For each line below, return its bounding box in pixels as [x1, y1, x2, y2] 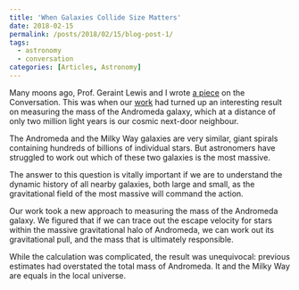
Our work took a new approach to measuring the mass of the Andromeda [9, 205, 278, 216]
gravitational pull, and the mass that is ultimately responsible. [9, 234, 234, 244]
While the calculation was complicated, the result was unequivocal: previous [9, 251, 290, 261]
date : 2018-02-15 [9, 21, 74, 30]
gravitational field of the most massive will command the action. [9, 188, 244, 199]
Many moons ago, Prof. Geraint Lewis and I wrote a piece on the [9, 87, 245, 98]
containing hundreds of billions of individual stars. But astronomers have [9, 142, 276, 153]
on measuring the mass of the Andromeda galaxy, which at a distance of [9, 106, 277, 117]
